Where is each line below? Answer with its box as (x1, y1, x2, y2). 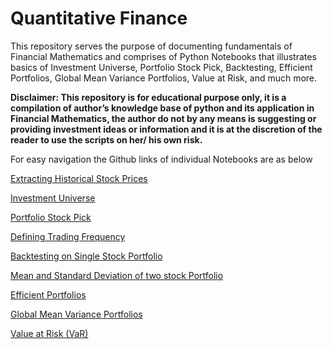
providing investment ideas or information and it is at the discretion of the (10, 123, 323, 135)
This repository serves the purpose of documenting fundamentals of (10, 40, 293, 52)
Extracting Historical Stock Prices (10, 172, 148, 184)
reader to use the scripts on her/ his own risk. (10, 133, 203, 146)
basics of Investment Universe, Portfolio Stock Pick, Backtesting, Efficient (10, 61, 313, 73)
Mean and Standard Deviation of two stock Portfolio (10, 269, 224, 281)
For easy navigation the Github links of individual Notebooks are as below (10, 153, 313, 165)
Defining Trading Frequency (10, 230, 126, 242)
